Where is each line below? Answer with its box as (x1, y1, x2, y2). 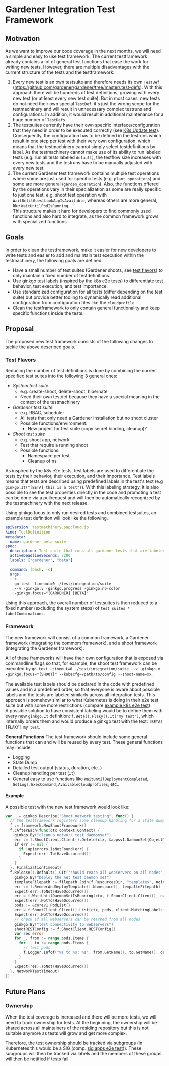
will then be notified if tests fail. (5, 1056, 70, 1062)
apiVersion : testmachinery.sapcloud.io (5, 524, 89, 530)
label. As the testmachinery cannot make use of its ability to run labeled (12, 149, 161, 155)
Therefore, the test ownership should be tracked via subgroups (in (5, 1040, 143, 1046)
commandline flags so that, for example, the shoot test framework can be (5, 660, 157, 666)
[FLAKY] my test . (5, 724, 41, 730)
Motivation (5, 34, 40, 43)
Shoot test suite (12, 431, 45, 437)
